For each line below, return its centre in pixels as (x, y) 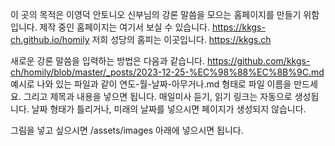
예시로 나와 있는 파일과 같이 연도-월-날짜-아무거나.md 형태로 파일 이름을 (151, 84)
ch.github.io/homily (50, 39)
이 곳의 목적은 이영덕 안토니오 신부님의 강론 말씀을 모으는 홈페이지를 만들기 (156, 14)
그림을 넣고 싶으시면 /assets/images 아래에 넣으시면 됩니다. (127, 130)
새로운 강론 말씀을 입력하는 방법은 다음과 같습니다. (108, 61)
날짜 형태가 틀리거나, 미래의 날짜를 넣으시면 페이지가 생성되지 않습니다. (169, 109)
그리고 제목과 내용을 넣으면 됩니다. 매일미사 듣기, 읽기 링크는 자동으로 (158, 96)
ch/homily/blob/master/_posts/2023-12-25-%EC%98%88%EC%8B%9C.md (167, 72)
